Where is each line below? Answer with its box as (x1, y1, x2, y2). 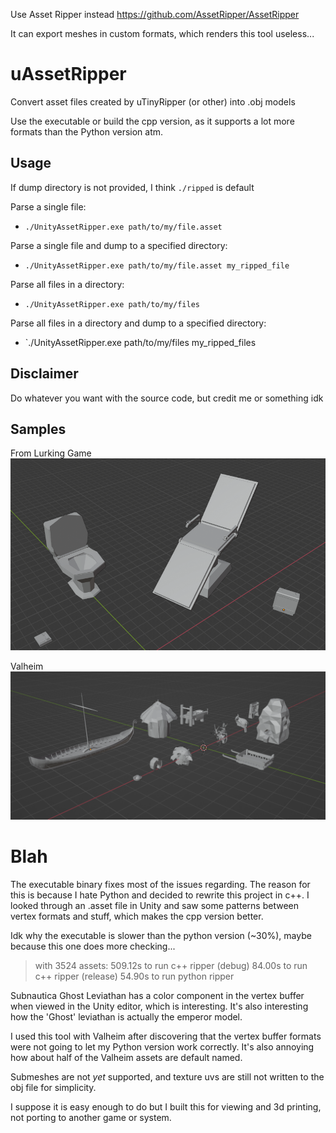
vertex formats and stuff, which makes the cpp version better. (10, 910, 264, 923)
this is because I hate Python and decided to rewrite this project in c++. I (10, 889, 310, 901)
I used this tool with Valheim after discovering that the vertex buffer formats (10, 1030, 322, 1043)
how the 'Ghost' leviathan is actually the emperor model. (10, 1011, 243, 1023)
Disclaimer (10, 365, 79, 383)
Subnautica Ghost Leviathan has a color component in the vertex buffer (10, 990, 305, 1002)
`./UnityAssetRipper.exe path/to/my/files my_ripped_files (24, 336, 257, 348)
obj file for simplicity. (10, 1082, 97, 1094)
